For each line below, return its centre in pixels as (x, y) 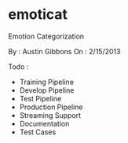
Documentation (44, 123)
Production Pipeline (51, 107)
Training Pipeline (47, 82)
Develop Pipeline (47, 90)
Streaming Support (50, 115)
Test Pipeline (40, 98)
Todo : (18, 66)
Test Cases (38, 132)
